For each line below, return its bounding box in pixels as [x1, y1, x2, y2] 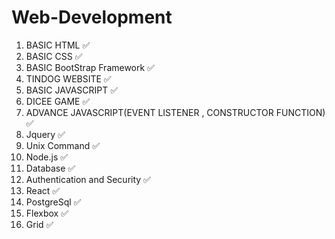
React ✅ [25, 184, 61, 196]
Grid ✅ [25, 218, 54, 230]
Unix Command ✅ [25, 139, 101, 151]
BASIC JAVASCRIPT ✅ [25, 84, 119, 96]
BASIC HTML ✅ [25, 39, 91, 51]
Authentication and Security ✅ [25, 173, 151, 185]
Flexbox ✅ [25, 207, 69, 219]
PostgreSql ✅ [25, 196, 82, 208]
